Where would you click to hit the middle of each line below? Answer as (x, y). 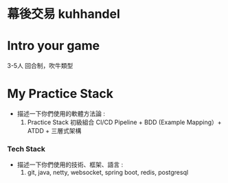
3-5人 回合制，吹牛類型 (40, 66)
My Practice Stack (60, 94)
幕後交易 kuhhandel (64, 14)
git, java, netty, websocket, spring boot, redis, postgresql (108, 173)
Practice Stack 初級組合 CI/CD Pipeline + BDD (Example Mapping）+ (124, 122)
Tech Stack (26, 149)
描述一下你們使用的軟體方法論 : (61, 114)
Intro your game (54, 46)
